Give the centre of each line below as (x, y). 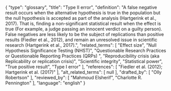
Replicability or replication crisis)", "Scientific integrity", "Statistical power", (84, 61)
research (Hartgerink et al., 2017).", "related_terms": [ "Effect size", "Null (81, 45)
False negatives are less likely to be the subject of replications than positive (85, 34)
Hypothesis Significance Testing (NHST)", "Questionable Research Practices (86, 51)
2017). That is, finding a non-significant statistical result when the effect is (83, 23)
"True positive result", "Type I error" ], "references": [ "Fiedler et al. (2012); (84, 67)
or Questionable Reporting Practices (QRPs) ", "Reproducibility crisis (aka (82, 56)
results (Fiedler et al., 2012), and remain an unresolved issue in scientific (81, 40)
